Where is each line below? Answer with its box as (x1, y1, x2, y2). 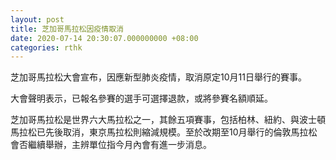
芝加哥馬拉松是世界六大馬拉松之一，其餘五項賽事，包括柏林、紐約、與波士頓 (10, 114, 326, 126)
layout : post (10, 14, 65, 25)
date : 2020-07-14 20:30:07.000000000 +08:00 (10, 33, 199, 43)
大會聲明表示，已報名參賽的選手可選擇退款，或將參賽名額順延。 (10, 92, 273, 105)
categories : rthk (10, 42, 83, 53)
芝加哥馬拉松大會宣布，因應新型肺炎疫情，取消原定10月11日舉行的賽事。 (10, 71, 307, 83)
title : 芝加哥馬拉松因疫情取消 (10, 24, 124, 34)
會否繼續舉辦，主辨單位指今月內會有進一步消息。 (10, 139, 212, 151)
